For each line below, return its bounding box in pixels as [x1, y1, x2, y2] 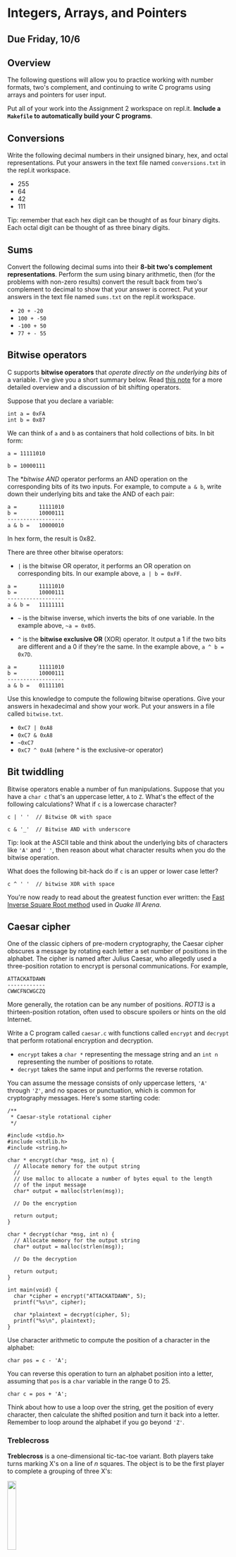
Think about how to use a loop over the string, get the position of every [7, 1403, 213, 1412]
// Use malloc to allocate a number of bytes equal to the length [13, 1175, 213, 1183]
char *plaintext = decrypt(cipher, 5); [13, 1311, 131, 1318]
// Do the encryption [13, 1200, 77, 1208]
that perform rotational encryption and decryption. [7, 1036, 154, 1045]
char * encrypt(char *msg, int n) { [7, 1157, 115, 1164]
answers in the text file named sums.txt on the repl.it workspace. [7, 293, 196, 301]
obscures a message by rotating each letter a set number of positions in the [7, 947, 228, 956]
